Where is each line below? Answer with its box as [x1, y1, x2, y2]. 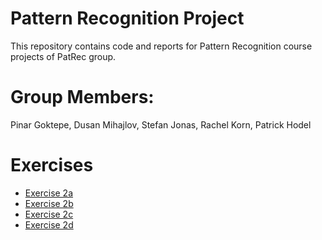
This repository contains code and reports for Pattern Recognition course [10, 40, 313, 52]
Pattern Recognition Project [10, 7, 245, 30]
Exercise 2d [24, 218, 74, 231]
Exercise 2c [24, 208, 74, 220]
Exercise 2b [24, 197, 74, 209]
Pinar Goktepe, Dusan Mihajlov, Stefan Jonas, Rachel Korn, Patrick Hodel [10, 118, 312, 131]
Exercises [10, 154, 94, 177]
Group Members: [10, 86, 155, 109]
